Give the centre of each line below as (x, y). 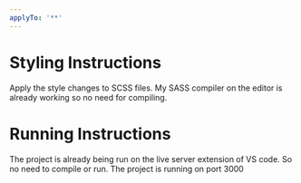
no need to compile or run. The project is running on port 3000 (127, 169)
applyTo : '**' (36, 18)
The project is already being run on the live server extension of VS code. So (151, 159)
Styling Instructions (85, 62)
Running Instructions (90, 134)
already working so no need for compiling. (88, 97)
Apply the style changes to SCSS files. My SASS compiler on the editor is (146, 88)
